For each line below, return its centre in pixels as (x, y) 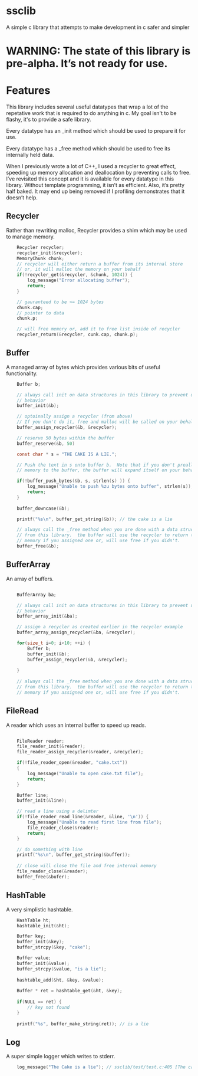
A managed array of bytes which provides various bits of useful (83, 367)
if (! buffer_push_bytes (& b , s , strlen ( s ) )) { (74, 481)
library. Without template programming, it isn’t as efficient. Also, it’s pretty (95, 185)
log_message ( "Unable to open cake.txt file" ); (85, 773)
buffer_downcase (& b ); (43, 509)
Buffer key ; (31, 936)
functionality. (22, 373)
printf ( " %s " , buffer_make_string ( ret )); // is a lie (83, 1024)
